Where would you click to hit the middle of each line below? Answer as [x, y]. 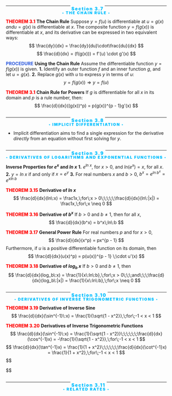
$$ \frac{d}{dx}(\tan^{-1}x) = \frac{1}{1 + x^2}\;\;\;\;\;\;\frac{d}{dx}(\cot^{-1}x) [86, 347]
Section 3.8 [88, 120]
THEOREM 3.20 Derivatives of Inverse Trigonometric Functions [75, 326]
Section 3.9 [88, 153]
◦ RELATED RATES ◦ [86, 389]
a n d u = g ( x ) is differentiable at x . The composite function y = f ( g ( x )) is [80, 27]
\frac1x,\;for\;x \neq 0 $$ [86, 203]
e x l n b [11, 180]
